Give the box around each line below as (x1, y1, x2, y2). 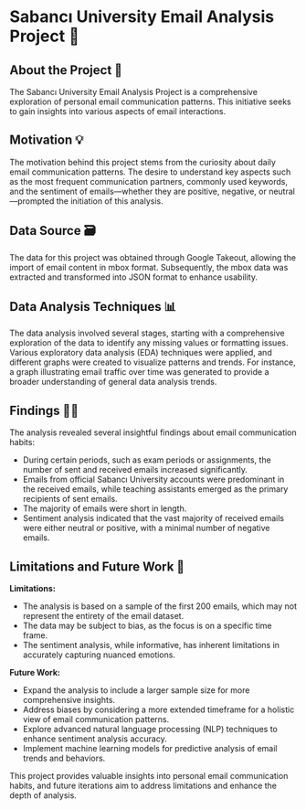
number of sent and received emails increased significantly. (22, 464, 248, 475)
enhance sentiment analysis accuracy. (22, 733, 167, 744)
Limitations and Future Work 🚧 (9, 559, 185, 574)
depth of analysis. (9, 790, 78, 801)
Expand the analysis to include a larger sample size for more (22, 685, 250, 696)
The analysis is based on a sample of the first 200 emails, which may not (22, 601, 298, 612)
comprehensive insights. (22, 695, 116, 706)
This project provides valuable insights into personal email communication (9, 771, 289, 782)
